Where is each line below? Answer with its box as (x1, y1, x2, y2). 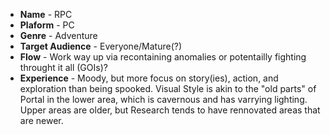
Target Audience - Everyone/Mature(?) (19, 40, 183, 52)
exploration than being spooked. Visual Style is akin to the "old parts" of (19, 83, 317, 94)
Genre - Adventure (19, 30, 98, 41)
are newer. (19, 115, 64, 126)
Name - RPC (19, 9, 73, 20)
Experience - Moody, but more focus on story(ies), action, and (19, 72, 279, 84)
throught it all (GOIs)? (19, 62, 108, 73)
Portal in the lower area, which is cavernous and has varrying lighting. (19, 94, 308, 105)
